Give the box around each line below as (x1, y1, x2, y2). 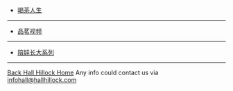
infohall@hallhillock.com (7, 76, 77, 84)
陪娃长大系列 (17, 48, 54, 57)
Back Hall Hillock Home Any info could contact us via (7, 68, 159, 77)
